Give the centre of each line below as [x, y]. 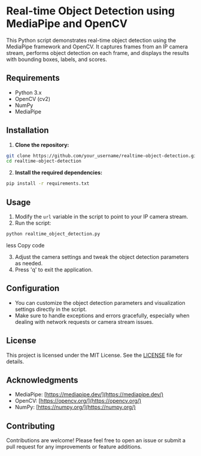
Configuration [33, 288]
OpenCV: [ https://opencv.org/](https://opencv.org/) [78, 401]
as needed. [29, 263]
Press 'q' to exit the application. [54, 270]
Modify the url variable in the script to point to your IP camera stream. [101, 217]
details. [15, 361]
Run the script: [33, 223]
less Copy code [25, 245]
